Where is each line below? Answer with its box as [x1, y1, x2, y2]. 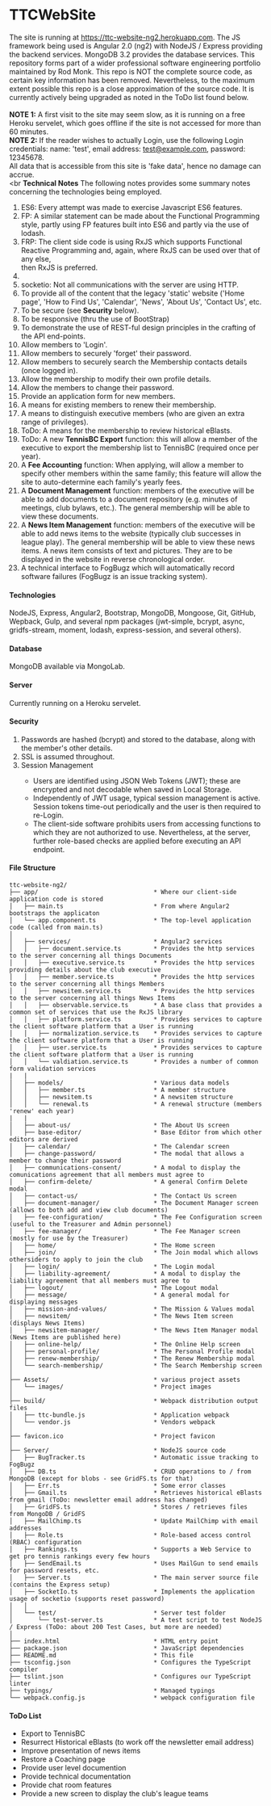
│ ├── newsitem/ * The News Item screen [9, 1312, 233, 1320]
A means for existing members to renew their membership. [20, 400, 217, 409]
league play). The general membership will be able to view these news [20, 537, 256, 547]
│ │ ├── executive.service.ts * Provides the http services [9, 959, 255, 967]
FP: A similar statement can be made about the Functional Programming [20, 211, 261, 220]
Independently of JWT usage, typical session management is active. [32, 793, 261, 803]
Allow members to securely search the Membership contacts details [20, 357, 248, 367]
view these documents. [20, 511, 99, 521]
